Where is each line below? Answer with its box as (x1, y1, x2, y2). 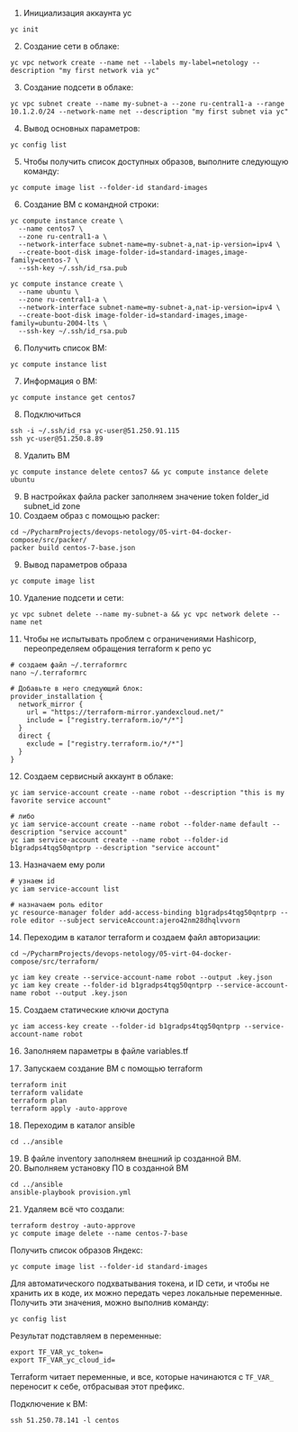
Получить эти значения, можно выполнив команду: (10, 1297, 210, 1308)
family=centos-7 (10, 256, 71, 265)
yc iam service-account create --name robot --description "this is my (10, 788, 284, 797)
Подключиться (23, 409, 82, 420)
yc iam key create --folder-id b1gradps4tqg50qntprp (10, 981, 212, 990)
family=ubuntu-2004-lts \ (10, 319, 107, 328)
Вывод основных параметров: (23, 123, 140, 133)
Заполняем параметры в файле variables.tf (23, 1046, 189, 1056)
